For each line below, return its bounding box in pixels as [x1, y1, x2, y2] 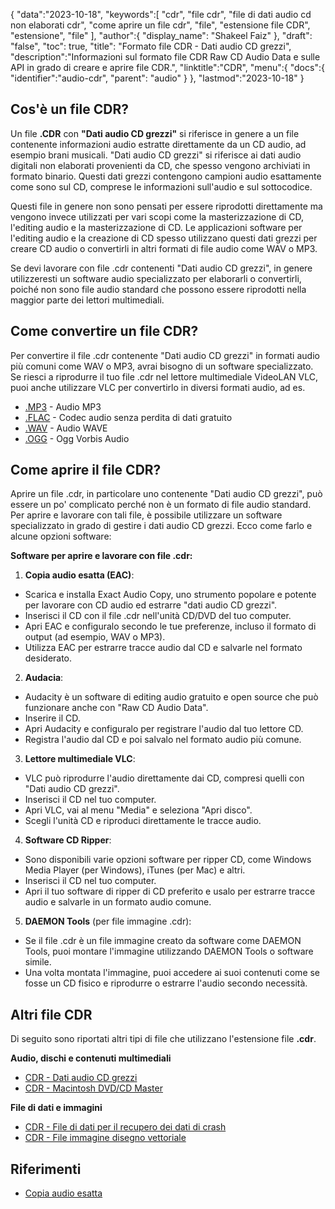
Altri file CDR [10, 1006, 93, 1023]
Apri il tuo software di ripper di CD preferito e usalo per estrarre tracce [24, 885, 316, 898]
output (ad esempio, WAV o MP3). [24, 631, 166, 643]
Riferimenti [10, 1160, 82, 1178]
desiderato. [24, 652, 73, 664]
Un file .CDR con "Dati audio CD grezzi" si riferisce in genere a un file [10, 127, 300, 139]
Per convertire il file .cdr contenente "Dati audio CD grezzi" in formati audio [10, 349, 320, 361]
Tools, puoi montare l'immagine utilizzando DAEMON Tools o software [24, 945, 314, 958]
